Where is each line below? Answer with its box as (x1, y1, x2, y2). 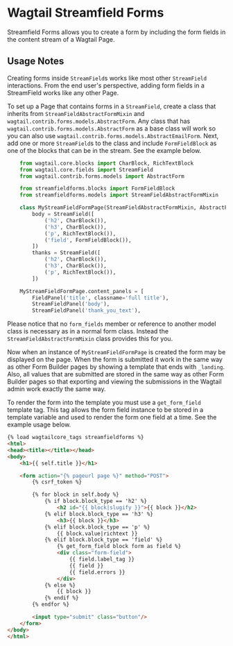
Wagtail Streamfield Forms (7, 5, 164, 21)
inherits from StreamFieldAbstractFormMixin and (7, 109, 145, 117)
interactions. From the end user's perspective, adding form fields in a (7, 81, 205, 90)
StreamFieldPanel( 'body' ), (32, 301, 110, 308)
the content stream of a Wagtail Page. (7, 35, 116, 43)
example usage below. (7, 420, 71, 429)
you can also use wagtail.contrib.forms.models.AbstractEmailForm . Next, (7, 131, 219, 140)
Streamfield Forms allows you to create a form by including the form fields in (7, 28, 226, 36)
